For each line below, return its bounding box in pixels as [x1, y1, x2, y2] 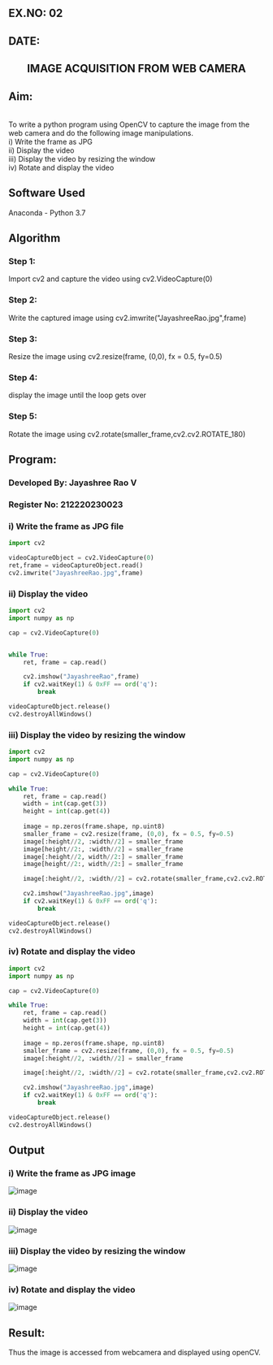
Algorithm [8, 232, 61, 245]
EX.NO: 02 [8, 6, 63, 20]
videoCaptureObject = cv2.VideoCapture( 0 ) [8, 554, 154, 562]
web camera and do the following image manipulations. [8, 128, 193, 137]
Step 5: [8, 410, 38, 422]
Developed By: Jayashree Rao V [8, 477, 137, 488]
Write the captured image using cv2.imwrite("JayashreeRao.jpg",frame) [8, 313, 247, 323]
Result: [8, 1326, 45, 1340]
